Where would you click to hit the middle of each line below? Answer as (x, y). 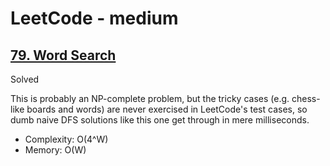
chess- (306, 98)
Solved (25, 79)
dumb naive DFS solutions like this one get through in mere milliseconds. (160, 120)
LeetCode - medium (94, 18)
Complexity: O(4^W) (66, 139)
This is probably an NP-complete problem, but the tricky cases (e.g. (150, 98)
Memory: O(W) (55, 150)
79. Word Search (63, 55)
